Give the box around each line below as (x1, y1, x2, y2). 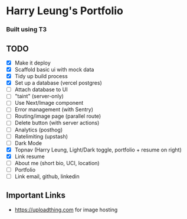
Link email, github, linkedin (14, 173, 80, 180)
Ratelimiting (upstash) (14, 133, 68, 140)
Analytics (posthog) (14, 126, 63, 133)
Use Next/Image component (14, 99, 84, 107)
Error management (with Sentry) (14, 106, 93, 113)
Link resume (14, 153, 45, 160)
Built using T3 (6, 25, 47, 34)
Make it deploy (14, 59, 51, 66)
